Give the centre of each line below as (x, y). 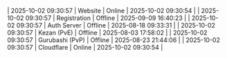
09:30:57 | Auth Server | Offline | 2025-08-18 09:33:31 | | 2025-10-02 (116, 25)
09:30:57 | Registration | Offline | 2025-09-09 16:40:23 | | (108, 18)
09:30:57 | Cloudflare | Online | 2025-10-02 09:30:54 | (85, 47)
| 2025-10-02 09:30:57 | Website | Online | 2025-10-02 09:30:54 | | (103, 11)
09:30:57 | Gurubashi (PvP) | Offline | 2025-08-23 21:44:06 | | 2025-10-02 (113, 40)
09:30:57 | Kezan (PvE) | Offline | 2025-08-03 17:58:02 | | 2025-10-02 (107, 32)
